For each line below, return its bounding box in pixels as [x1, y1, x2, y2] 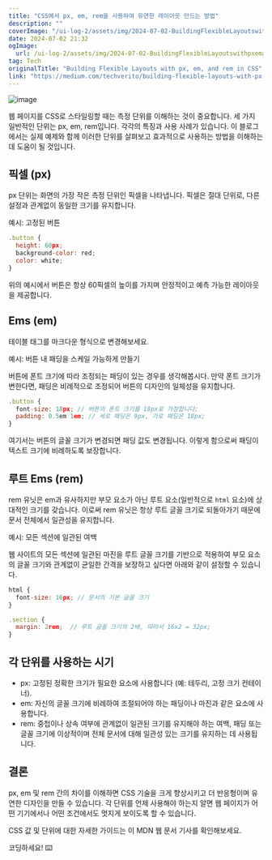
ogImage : [8, 42, 38, 50]
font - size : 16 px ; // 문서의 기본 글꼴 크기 [15, 593, 150, 601]
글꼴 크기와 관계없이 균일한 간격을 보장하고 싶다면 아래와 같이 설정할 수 [16, 559, 240, 569]
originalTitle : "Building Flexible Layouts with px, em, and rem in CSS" [8, 65, 263, 73]
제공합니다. [16, 289, 53, 300]
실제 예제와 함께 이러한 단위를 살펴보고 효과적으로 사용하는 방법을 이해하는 [29, 131, 264, 141]
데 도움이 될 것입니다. [8, 141, 75, 151]
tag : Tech [8, 58, 42, 66]
